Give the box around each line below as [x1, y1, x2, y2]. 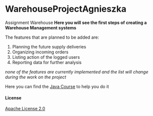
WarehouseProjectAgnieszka [5, 3, 127, 15]
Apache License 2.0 [5, 106, 45, 112]
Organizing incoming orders [12, 49, 68, 55]
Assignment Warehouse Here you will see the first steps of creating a [5, 20, 147, 25]
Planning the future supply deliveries [12, 44, 87, 49]
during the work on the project [5, 74, 66, 80]
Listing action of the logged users [12, 54, 80, 60]
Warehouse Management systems [5, 24, 77, 30]
